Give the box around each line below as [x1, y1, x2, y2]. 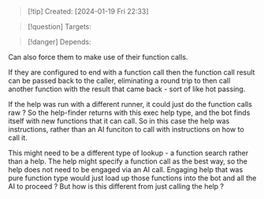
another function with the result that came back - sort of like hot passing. [8, 84, 246, 94]
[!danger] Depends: [27, 37, 91, 46]
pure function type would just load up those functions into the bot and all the [8, 173, 257, 182]
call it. [8, 133, 28, 142]
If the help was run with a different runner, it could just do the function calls [8, 100, 252, 109]
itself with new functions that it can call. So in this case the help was [8, 116, 230, 125]
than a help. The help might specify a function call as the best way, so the [8, 157, 248, 166]
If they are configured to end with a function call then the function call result [8, 68, 255, 77]
